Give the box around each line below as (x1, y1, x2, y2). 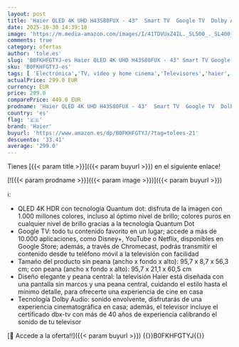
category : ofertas (7, 43, 62, 50)
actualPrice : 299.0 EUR (7, 76, 78, 84)
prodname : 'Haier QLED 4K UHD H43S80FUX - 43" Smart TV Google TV (7, 103, 215, 110)
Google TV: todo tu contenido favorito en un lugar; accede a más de (17, 227, 217, 235)
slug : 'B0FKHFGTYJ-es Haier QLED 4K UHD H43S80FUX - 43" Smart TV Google (7, 57, 231, 64)
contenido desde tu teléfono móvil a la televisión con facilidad (17, 250, 199, 258)
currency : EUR (7, 83, 50, 90)
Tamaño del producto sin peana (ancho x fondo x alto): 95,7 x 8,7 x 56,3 (17, 257, 229, 266)
